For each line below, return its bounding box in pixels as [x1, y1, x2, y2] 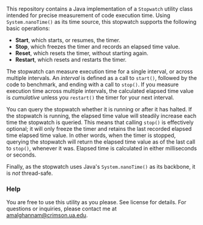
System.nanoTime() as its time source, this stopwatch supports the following [6, 18, 197, 25]
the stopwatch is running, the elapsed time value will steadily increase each [6, 112, 197, 119]
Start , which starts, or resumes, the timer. [15, 37, 120, 43]
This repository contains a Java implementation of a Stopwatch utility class [6, 6, 193, 12]
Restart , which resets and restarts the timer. [15, 56, 127, 63]
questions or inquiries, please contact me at [6, 205, 117, 213]
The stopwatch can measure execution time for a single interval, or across [6, 68, 193, 75]
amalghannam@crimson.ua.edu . [6, 212, 88, 219]
